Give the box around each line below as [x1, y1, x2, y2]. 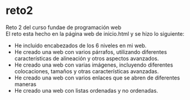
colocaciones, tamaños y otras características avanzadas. [14, 67, 159, 75]
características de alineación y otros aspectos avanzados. [14, 55, 159, 62]
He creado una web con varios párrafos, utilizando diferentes [14, 48, 167, 55]
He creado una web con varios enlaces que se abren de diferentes [14, 74, 180, 81]
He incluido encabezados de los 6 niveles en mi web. [14, 42, 147, 49]
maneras [14, 80, 37, 88]
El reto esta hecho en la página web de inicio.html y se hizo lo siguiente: [5, 30, 185, 37]
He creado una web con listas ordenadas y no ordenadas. [14, 87, 158, 94]
